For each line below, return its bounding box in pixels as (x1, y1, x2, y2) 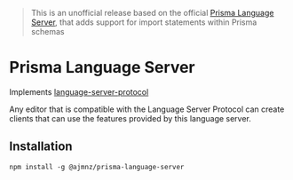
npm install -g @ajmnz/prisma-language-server (9, 162, 185, 171)
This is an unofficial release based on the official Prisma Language (30, 8, 274, 18)
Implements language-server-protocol (9, 86, 149, 97)
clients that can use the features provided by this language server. (9, 113, 251, 123)
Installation (9, 139, 73, 154)
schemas (30, 27, 65, 36)
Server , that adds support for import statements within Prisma (30, 17, 257, 27)
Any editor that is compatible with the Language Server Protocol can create (9, 104, 285, 114)
